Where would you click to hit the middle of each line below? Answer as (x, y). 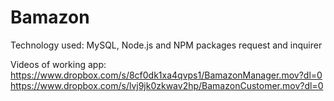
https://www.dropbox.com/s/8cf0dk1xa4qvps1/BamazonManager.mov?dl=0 (166, 75)
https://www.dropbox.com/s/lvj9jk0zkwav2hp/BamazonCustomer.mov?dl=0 (167, 85)
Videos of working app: (58, 64)
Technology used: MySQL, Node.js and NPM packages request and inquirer (166, 45)
